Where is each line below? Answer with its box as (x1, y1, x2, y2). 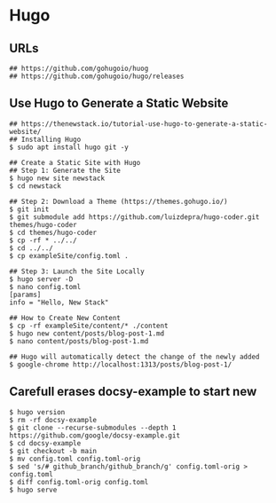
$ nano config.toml (9, 282, 82, 291)
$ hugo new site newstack (9, 174, 105, 183)
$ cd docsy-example (9, 438, 82, 448)
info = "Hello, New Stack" (9, 298, 109, 307)
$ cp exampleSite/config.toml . (9, 251, 129, 260)
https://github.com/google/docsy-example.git (9, 431, 180, 440)
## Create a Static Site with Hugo (9, 158, 141, 167)
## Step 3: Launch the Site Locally (9, 267, 145, 276)
